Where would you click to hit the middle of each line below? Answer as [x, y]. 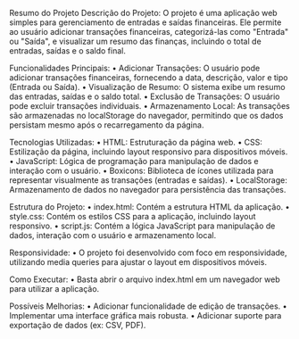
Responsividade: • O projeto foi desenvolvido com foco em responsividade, [148, 252]
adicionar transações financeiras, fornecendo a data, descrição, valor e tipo [149, 78]
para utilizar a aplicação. [54, 289]
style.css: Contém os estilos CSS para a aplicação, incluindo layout [133, 216]
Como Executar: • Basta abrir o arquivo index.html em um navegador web [145, 279]
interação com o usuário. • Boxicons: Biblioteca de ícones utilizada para [141, 170]
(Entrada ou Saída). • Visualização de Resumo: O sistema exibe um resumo [147, 87]
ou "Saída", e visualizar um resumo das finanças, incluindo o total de [135, 41]
